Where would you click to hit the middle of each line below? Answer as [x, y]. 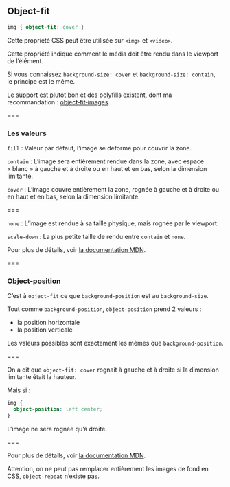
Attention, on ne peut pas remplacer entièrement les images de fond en [108, 468]
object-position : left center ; [58, 409]
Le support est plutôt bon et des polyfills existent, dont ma [90, 95]
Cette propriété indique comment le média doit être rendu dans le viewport [113, 54]
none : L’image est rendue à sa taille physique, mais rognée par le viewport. [113, 223]
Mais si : [19, 390]
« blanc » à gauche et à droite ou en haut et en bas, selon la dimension [107, 168]
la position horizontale [48, 323]
